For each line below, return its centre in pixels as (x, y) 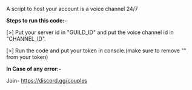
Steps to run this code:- (37, 20)
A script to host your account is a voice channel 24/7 (72, 9)
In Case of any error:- (34, 69)
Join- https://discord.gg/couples (47, 81)
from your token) (27, 57)
